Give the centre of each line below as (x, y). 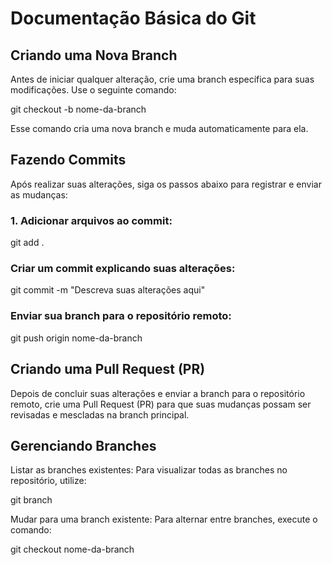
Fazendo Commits (68, 160)
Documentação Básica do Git (133, 18)
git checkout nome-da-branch (72, 549)
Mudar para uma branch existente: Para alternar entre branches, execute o (164, 519)
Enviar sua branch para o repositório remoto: (121, 316)
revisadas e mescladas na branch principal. (100, 414)
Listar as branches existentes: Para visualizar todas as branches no (149, 470)
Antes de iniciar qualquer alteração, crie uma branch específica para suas (162, 79)
